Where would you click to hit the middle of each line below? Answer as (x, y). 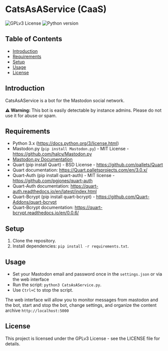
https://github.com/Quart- (123, 197)
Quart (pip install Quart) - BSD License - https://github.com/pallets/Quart (88, 165)
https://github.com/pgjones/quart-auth (52, 181)
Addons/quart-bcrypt (34, 202)
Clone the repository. (34, 241)
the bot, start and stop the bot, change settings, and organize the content (81, 305)
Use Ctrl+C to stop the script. (43, 290)
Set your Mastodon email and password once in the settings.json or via (87, 274)
